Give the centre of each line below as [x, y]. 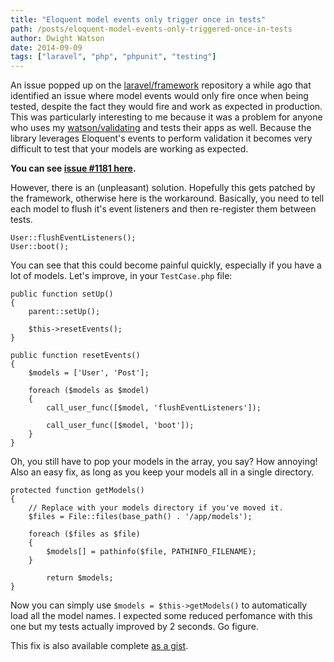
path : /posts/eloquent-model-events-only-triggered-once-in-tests [151, 29]
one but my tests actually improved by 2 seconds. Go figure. [134, 627]
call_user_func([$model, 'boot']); [120, 426]
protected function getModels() [77, 491]
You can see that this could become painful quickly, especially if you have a [166, 265]
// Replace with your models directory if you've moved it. [156, 508]
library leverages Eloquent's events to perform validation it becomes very [161, 138]
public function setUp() [62, 294]
